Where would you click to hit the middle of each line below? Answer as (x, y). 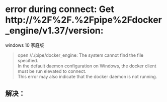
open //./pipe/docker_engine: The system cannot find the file (80, 55)
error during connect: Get (60, 9)
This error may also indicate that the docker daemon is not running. (87, 76)
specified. (28, 60)
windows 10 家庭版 (25, 45)
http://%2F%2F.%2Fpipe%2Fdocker (84, 20)
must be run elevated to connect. (52, 71)
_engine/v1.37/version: (55, 31)
